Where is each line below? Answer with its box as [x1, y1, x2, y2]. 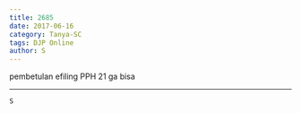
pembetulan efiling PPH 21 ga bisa [9, 71, 136, 82]
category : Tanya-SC [9, 30, 82, 39]
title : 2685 [9, 13, 54, 22]
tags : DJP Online [9, 38, 74, 48]
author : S [9, 47, 47, 56]
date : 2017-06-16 [9, 22, 74, 30]
